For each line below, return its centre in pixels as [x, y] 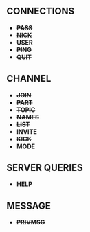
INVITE [26, 131]
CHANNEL [29, 79]
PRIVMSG [31, 222]
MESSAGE [29, 206]
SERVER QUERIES [45, 168]
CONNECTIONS [41, 11]
